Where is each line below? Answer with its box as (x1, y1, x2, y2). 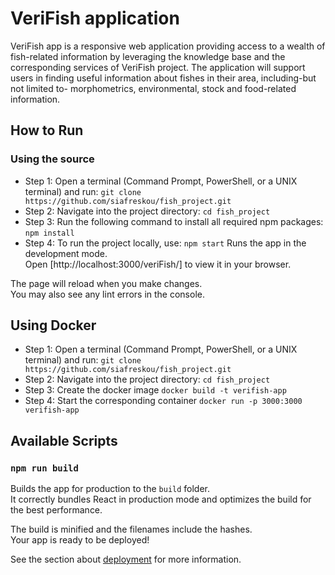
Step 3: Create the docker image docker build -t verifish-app (24, 384, 287, 396)
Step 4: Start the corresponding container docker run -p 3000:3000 (24, 395, 303, 407)
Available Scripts (10, 432, 118, 449)
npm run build (10, 462, 79, 474)
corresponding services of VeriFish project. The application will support (10, 61, 306, 73)
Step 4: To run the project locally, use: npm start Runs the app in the (24, 237, 307, 249)
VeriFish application (10, 7, 180, 30)
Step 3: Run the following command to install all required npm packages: (24, 215, 324, 227)
